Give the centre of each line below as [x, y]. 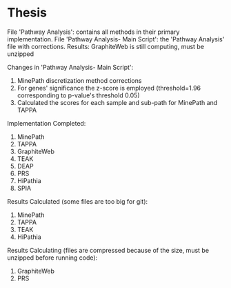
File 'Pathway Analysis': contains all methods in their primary [93, 32]
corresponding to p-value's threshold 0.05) [78, 95]
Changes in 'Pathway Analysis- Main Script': [70, 67]
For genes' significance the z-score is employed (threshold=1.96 [109, 88]
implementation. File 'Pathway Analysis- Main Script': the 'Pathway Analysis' [116, 39]
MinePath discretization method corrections [79, 80]
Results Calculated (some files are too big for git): [78, 201]
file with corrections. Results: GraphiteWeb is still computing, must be [106, 46]
